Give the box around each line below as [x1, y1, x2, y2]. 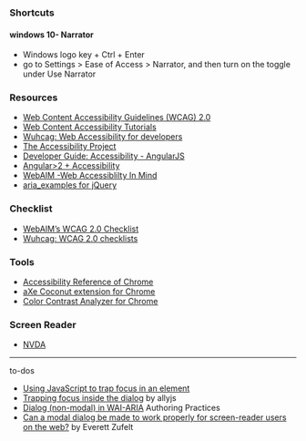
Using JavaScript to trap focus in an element [22, 383, 190, 394]
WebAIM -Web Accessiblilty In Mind [22, 170, 158, 181]
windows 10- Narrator [9, 29, 94, 40]
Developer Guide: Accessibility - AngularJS [22, 150, 185, 161]
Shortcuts [9, 6, 55, 19]
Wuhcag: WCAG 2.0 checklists [22, 232, 138, 243]
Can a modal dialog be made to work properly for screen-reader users [22, 412, 287, 423]
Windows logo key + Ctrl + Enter [22, 49, 146, 60]
